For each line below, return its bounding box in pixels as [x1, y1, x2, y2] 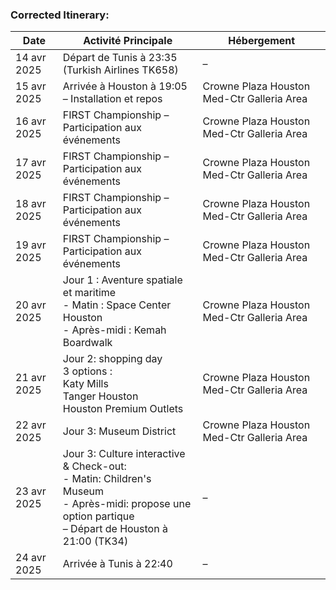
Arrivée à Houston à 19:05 [62, 79, 188, 93]
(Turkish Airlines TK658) [62, 63, 179, 77]
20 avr [15, 298, 47, 312]
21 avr [15, 371, 47, 385]
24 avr [15, 551, 47, 565]
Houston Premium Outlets [62, 402, 184, 416]
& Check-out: [62, 459, 127, 473]
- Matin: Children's [62, 472, 152, 486]
